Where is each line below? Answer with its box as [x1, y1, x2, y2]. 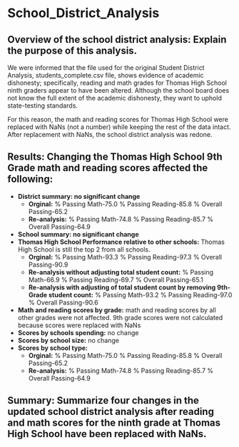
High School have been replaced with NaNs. [7, 428, 207, 440]
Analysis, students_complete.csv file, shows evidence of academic [7, 71, 205, 79]
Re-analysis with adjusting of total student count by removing [28, 283, 216, 292]
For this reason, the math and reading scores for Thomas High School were [7, 115, 228, 123]
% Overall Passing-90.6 [28, 298, 98, 307]
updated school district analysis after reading [7, 406, 214, 418]
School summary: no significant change [17, 230, 139, 238]
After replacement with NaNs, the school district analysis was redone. [7, 130, 213, 138]
